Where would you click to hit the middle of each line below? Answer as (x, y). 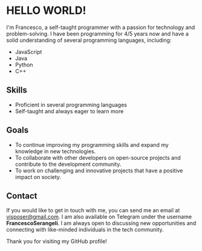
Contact (22, 196)
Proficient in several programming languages (71, 105)
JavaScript (28, 51)
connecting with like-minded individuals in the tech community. (85, 230)
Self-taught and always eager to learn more (69, 111)
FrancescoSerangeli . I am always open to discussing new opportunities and (101, 223)
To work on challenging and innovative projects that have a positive (99, 171)
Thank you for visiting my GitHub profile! (57, 241)
